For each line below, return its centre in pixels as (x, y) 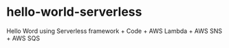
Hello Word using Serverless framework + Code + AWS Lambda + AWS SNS (115, 31)
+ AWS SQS (23, 38)
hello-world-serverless (74, 12)
